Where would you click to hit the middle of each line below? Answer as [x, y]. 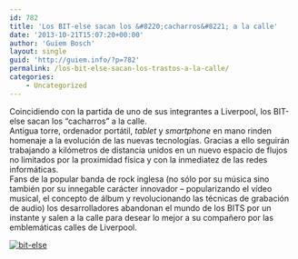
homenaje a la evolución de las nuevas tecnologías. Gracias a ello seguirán [149, 140]
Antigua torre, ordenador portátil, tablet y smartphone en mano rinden [141, 130]
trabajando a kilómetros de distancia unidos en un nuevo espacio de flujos [149, 150]
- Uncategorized [57, 85]
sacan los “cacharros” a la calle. [87, 121]
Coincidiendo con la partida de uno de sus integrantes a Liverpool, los [140, 111]
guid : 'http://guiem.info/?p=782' [75, 60]
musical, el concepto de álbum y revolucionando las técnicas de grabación [149, 198]
